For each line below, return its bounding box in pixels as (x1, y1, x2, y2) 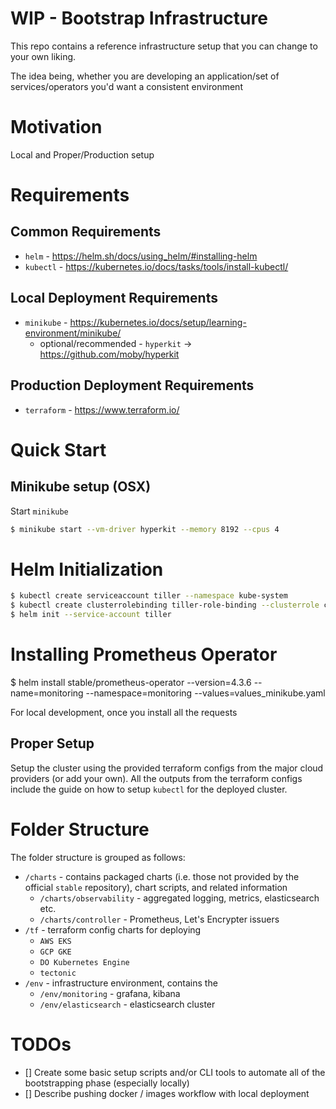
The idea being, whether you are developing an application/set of (10, 70, 280, 82)
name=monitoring (10, 687, 84, 699)
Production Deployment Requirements (10, 377, 255, 394)
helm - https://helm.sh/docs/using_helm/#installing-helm (24, 250, 258, 262)
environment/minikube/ (24, 327, 122, 339)
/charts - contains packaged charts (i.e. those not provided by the (24, 870, 300, 882)
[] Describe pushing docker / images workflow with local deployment (24, 1087, 310, 1099)
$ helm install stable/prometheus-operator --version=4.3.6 (10, 676, 252, 688)
